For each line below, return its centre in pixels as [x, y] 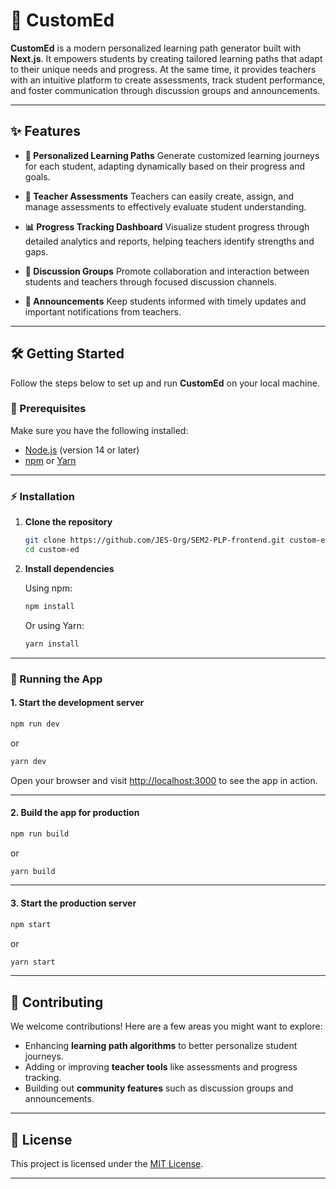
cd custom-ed [52, 550]
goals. [37, 176]
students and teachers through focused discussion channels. [151, 281]
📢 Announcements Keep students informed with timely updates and [165, 301]
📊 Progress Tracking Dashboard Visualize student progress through [167, 226]
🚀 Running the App [56, 679]
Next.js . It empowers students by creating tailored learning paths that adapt [166, 58]
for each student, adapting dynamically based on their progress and [164, 166]
